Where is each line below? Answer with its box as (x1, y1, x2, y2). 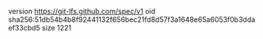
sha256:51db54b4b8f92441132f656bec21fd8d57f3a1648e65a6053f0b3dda (8, 15, 256, 24)
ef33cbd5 (8, 23, 41, 32)
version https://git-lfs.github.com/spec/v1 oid (8, 7, 156, 16)
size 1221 (42, 23, 71, 32)
